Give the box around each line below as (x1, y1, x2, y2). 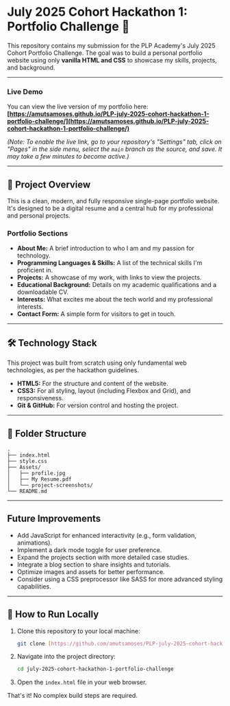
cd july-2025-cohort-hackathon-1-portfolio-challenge (16, 665, 174, 673)
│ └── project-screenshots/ (7, 481, 94, 488)
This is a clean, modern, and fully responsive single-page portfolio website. (7, 197, 220, 205)
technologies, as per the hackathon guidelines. (7, 366, 139, 374)
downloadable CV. (16, 288, 69, 296)
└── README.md (7, 488, 48, 494)
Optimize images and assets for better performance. (16, 567, 166, 576)
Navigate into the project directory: (16, 652, 116, 661)
